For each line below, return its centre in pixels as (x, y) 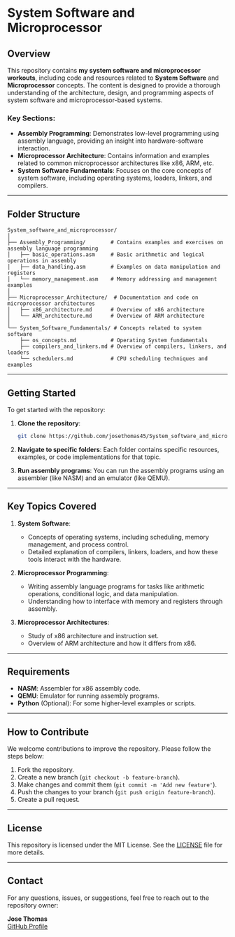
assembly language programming (53, 249)
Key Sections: (31, 118)
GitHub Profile (28, 926)
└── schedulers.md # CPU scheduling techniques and (114, 359)
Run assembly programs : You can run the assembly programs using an (121, 470)
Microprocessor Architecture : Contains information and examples (113, 156)
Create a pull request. (49, 800)
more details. (26, 852)
